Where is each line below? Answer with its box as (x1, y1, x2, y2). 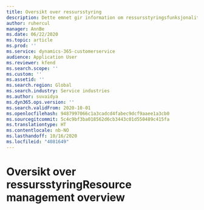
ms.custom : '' (6, 71, 42, 77)
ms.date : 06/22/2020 (6, 32, 59, 38)
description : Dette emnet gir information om (6, 15, 123, 21)
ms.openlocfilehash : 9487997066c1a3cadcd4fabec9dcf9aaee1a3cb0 (6, 110, 170, 117)
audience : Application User (6, 54, 78, 60)
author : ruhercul (6, 20, 50, 26)
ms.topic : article (6, 37, 53, 43)
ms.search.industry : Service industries (6, 88, 110, 94)
